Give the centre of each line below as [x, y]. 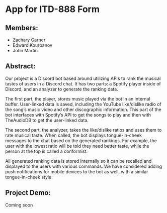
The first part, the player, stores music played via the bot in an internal [78, 98]
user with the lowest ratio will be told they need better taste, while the [77, 146]
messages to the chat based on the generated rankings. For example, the [81, 140]
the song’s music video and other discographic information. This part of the [83, 110]
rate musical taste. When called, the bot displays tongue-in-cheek [74, 135]
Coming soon [19, 205]
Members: [22, 28]
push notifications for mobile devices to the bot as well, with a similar [77, 171]
